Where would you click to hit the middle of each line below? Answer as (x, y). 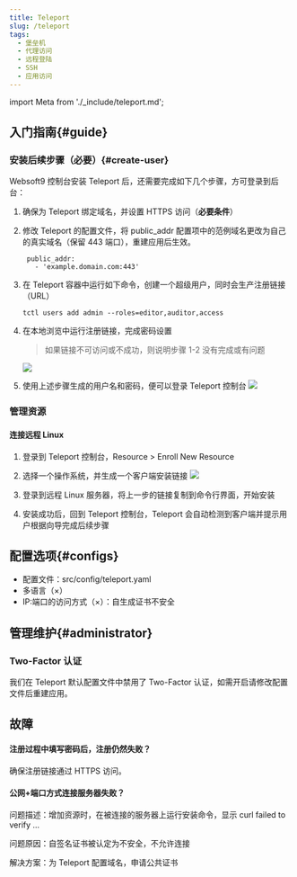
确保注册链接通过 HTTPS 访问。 (68, 771)
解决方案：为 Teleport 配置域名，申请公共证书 (94, 862)
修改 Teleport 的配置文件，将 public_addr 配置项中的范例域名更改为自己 (154, 231)
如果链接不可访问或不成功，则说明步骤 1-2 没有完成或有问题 (155, 350)
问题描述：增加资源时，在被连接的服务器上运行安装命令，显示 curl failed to (148, 814)
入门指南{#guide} (59, 133)
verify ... (25, 825)
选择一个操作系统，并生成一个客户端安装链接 (105, 475)
